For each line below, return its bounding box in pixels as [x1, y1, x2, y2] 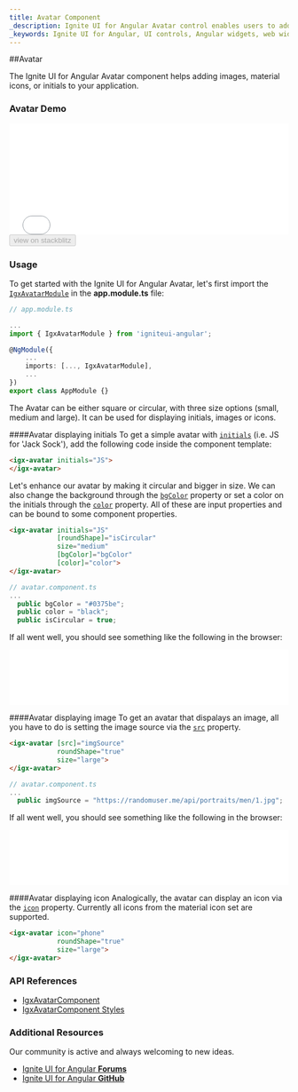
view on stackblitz [13, 235, 72, 245]
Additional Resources [9, 1026, 104, 1039]
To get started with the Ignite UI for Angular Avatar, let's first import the [9, 278, 269, 289]
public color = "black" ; [17, 607, 109, 617]
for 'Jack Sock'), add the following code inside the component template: [9, 439, 272, 449]
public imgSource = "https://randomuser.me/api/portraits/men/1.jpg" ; [17, 796, 284, 805]
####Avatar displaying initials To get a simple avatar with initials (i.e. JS [9, 429, 279, 439]
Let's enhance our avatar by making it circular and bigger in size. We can [9, 480, 276, 491]
